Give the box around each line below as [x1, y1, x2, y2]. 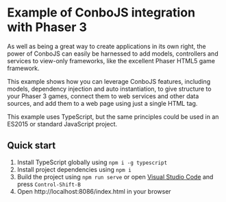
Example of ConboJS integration [7, 5, 196, 21]
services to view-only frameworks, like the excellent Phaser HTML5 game [7, 56, 216, 65]
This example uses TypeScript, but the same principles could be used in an [7, 112, 219, 121]
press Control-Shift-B [16, 180, 81, 188]
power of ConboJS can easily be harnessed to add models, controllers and [7, 49, 218, 58]
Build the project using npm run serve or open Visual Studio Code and [16, 172, 214, 181]
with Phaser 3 [7, 19, 88, 35]
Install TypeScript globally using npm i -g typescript [16, 158, 168, 166]
